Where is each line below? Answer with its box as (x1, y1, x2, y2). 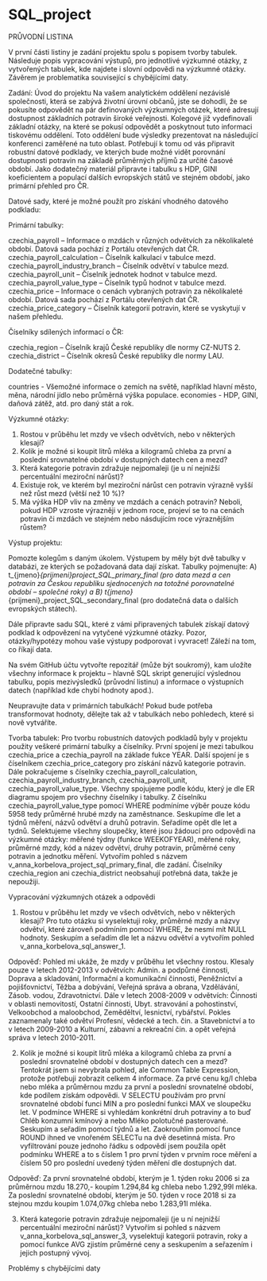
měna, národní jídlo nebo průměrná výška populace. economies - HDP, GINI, (8, 390, 258, 399)
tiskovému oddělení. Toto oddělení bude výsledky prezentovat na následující (8, 130, 258, 140)
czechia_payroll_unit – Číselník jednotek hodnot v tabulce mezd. (8, 269, 218, 279)
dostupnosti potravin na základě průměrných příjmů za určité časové (8, 155, 234, 165)
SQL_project (8, 6, 91, 24)
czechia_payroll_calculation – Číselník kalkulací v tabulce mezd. (8, 252, 216, 262)
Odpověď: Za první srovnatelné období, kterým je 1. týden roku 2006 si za (8, 1173, 250, 1182)
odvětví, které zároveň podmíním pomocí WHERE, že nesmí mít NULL (19, 924, 246, 934)
